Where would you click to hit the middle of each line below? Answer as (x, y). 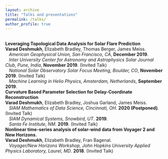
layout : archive (22, 10)
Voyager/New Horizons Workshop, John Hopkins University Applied (79, 146)
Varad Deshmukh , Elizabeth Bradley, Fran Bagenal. (59, 140)
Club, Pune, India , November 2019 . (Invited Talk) (56, 65)
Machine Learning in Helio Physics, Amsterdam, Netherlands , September (86, 81)
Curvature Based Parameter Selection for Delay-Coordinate (69, 92)
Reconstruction (22, 97)
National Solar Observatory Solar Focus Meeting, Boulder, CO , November (86, 71)
